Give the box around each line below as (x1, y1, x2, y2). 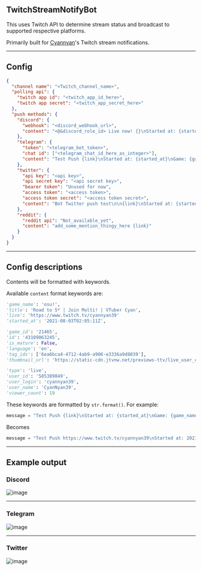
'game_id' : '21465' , (6, 329, 58, 335)
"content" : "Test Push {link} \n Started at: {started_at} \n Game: (22, 156, 187, 162)
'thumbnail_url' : (6, 357, 50, 363)
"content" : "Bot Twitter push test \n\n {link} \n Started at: (22, 201, 173, 207)
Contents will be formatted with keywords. (6, 278, 111, 285)
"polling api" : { (11, 89, 55, 95)
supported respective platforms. (6, 27, 86, 34)
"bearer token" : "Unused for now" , (22, 184, 112, 190)
